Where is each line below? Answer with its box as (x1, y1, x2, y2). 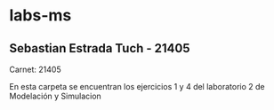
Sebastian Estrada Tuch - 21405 (9, 41, 190, 56)
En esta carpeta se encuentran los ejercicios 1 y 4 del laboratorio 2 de (9, 82, 265, 91)
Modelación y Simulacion (9, 90, 102, 101)
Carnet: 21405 (9, 64, 61, 75)
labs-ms (9, 5, 72, 26)
